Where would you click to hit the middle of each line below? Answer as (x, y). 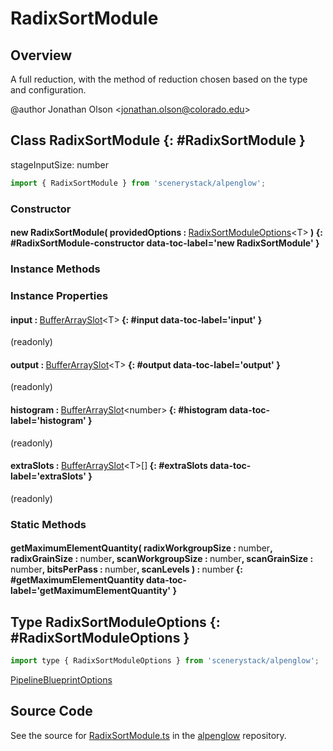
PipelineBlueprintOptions (61, 680)
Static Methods (48, 524)
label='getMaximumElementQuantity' (91, 591)
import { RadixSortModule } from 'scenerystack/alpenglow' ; (138, 183)
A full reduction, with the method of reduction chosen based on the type (159, 79)
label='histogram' (48, 421)
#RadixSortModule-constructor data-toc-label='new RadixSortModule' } (165, 243)
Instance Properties (59, 296)
